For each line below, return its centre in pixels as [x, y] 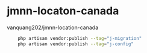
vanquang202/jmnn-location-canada [53, 27]
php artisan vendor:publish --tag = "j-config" [76, 44]
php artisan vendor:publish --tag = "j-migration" [80, 38]
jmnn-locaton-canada [63, 11]
